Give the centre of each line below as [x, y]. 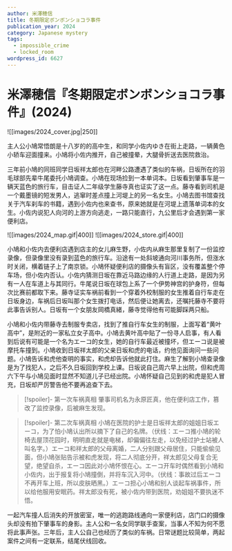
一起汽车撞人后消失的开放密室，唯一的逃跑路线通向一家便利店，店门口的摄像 [116, 514]
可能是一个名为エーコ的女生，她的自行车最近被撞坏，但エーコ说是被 [128, 341]
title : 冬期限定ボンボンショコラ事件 [54, 20]
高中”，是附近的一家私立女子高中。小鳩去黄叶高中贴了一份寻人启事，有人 [112, 333]
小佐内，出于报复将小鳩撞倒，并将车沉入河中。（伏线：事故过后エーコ [122, 474]
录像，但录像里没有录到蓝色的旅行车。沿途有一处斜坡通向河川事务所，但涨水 [116, 258]
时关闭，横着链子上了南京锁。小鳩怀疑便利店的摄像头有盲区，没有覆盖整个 [113, 266]
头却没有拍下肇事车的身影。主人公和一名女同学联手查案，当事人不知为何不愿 [116, 523]
